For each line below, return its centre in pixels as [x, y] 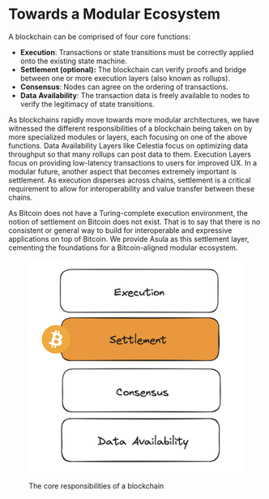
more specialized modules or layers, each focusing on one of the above [128, 137]
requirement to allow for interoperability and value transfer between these [132, 188]
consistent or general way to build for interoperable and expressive [120, 230]
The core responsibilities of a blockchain [96, 486]
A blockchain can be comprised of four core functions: [100, 37]
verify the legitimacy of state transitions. [88, 104]
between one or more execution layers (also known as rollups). [125, 78]
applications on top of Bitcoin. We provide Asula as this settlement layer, [129, 239]
